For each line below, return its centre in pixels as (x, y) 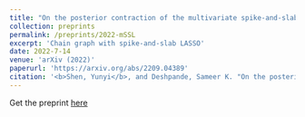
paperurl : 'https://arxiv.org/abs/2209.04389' (99, 69)
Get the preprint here (49, 102)
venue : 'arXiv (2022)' (52, 60)
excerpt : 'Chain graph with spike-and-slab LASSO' (107, 43)
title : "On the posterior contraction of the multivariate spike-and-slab (154, 18)
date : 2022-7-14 (40, 52)
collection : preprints (52, 26)
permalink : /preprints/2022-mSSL (73, 34)
